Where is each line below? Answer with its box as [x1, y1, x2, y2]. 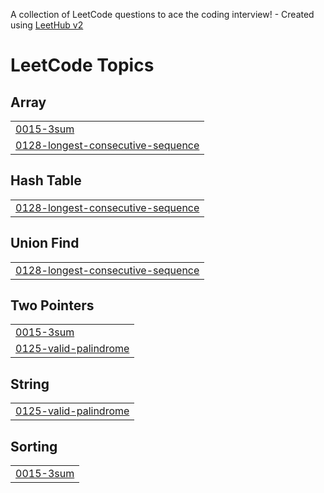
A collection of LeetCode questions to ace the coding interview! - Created [10, 9, 315, 20]
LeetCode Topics [10, 54, 155, 77]
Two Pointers [10, 297, 95, 314]
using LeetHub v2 [10, 19, 84, 31]
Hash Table [10, 172, 82, 189]
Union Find [10, 235, 80, 252]
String [10, 375, 50, 393]
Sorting [10, 438, 58, 455]
